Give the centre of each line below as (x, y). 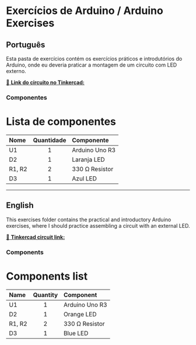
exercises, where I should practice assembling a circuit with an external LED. (98, 225)
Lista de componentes (61, 122)
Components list (47, 276)
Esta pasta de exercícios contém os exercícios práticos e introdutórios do (94, 59)
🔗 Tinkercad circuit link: (36, 237)
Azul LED (85, 178)
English (20, 205)
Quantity (45, 295)
